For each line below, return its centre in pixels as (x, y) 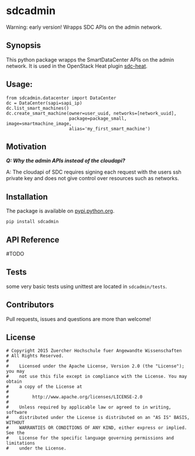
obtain (14, 382)
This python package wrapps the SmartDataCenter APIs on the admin (90, 59)
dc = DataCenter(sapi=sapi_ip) (44, 103)
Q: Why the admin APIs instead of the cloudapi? (66, 161)
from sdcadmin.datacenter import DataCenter (61, 98)
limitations (20, 443)
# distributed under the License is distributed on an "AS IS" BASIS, (98, 418)
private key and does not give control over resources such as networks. (93, 178)
